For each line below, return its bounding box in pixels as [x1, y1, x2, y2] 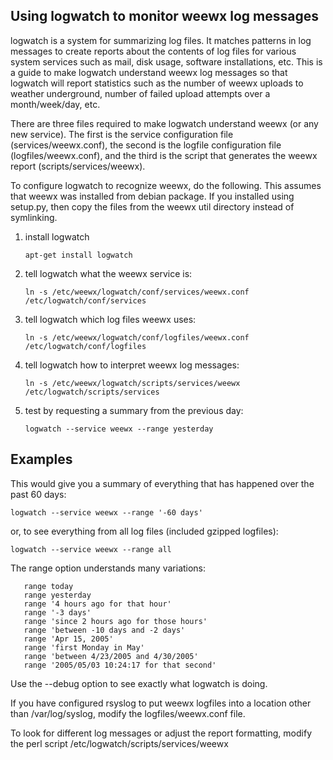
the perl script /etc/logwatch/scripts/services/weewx [10, 737, 229, 749]
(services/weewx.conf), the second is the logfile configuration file [10, 139, 282, 151]
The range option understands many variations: [10, 562, 207, 574]
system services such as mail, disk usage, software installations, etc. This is [10, 55, 323, 68]
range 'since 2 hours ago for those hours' [23, 616, 208, 626]
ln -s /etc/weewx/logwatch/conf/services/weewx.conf [24, 287, 250, 297]
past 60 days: [10, 488, 67, 500]
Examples [10, 451, 73, 468]
